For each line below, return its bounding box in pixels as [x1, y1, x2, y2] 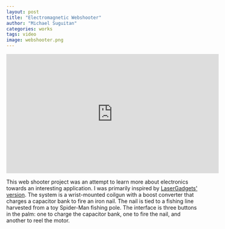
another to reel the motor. [6, 217, 70, 224]
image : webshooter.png [6, 37, 64, 43]
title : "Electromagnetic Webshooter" [6, 15, 102, 21]
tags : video [6, 32, 36, 38]
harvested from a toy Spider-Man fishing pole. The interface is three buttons [6, 204, 197, 211]
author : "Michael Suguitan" [6, 20, 78, 26]
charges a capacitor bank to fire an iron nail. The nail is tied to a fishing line [6, 197, 194, 205]
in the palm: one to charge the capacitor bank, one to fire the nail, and [6, 210, 181, 217]
